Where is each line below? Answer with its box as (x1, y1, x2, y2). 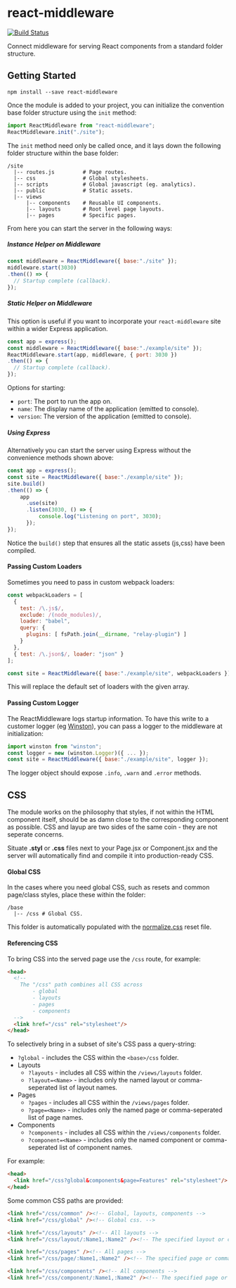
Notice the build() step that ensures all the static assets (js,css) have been (7, 539, 225, 547)
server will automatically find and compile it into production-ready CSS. (7, 851, 214, 860)
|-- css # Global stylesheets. (13, 175, 150, 182)
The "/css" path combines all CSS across (20, 981, 143, 989)
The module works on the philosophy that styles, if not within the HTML (7, 808, 214, 816)
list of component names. (59, 1143, 133, 1152)
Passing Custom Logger (7, 699, 79, 707)
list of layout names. (59, 1083, 118, 1092)
